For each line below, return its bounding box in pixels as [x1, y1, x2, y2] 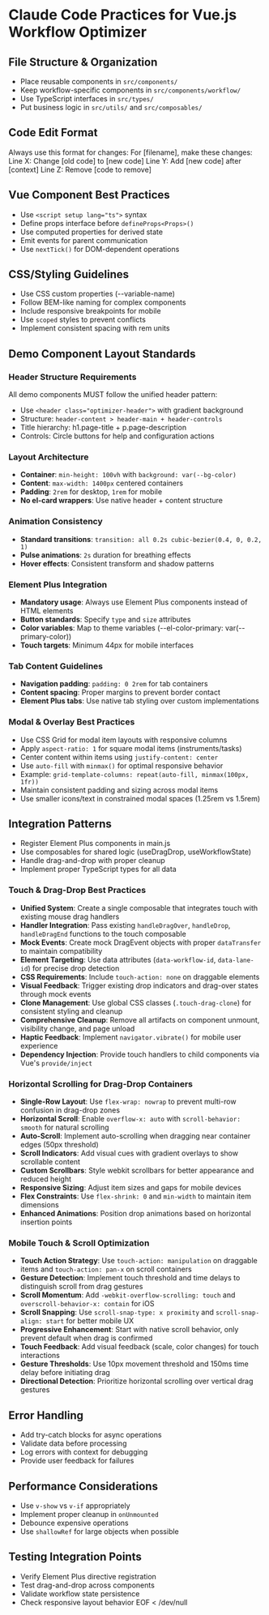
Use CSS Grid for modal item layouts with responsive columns [19, 735, 228, 745]
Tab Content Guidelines [8, 660, 104, 672]
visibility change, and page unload [19, 1023, 135, 1033]
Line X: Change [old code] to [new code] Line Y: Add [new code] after [8, 156, 241, 165]
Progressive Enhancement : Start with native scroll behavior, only [19, 1325, 239, 1335]
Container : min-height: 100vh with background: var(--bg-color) [19, 470, 237, 480]
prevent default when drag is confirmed [19, 1333, 153, 1343]
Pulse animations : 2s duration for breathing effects [19, 549, 192, 560]
